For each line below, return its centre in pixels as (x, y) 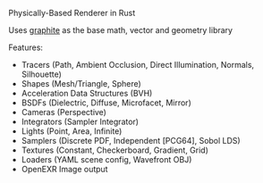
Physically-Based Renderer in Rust (72, 13)
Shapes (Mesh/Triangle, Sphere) (81, 83)
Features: (26, 47)
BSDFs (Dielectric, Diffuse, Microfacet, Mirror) (106, 103)
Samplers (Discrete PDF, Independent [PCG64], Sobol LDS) (131, 141)
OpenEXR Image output (64, 169)
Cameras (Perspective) (64, 112)
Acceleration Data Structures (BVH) (87, 93)
